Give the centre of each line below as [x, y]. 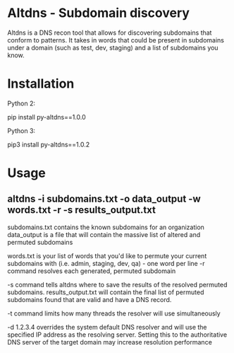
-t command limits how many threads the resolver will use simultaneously [114, 313]
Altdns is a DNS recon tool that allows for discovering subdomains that [110, 33]
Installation [41, 84]
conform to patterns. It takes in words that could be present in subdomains [116, 40]
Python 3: [21, 131]
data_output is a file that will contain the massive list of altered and [104, 234]
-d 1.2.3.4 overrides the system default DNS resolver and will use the [107, 327]
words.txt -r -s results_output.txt [82, 210]
